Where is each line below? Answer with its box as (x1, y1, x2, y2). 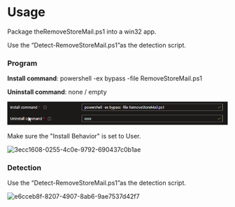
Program (7, 58, 38, 68)
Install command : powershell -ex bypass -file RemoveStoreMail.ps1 (7, 74, 203, 83)
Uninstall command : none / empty (7, 88, 107, 97)
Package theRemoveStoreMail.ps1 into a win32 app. (7, 27, 157, 36)
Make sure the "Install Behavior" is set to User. (7, 131, 141, 140)
